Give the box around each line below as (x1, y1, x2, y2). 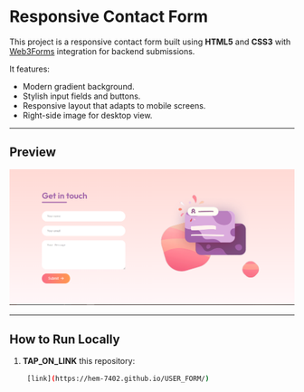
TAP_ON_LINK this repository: (22, 356, 136, 367)
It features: (9, 63, 50, 74)
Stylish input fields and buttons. (22, 91, 141, 101)
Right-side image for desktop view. (22, 110, 153, 120)
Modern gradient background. (22, 81, 136, 91)
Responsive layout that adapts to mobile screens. (22, 100, 206, 110)
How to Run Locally (9, 331, 120, 347)
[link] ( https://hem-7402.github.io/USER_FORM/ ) (26, 374, 210, 384)
